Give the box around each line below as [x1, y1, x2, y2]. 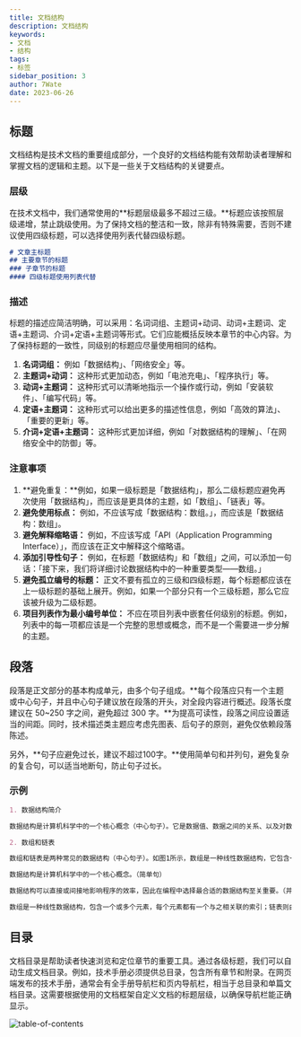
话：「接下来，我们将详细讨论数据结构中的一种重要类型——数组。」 [21, 563, 266, 574]
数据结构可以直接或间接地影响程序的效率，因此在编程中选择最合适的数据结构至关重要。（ [9, 886, 287, 896]
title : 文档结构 [9, 13, 64, 22]
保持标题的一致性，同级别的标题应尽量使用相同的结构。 [16, 340, 221, 351]
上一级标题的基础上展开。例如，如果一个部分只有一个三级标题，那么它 [21, 585, 282, 596]
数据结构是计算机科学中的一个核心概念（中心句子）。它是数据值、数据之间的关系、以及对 [9, 822, 287, 830]
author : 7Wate [9, 80, 63, 89]
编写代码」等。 [46, 392, 101, 404]
